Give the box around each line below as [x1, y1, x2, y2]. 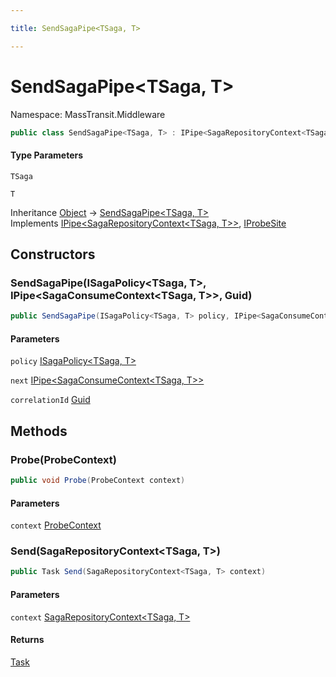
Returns [10, 634, 45, 646]
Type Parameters [10, 149, 84, 161]
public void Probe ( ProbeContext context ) [10, 476, 186, 486]
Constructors [10, 246, 96, 263]
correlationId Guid [10, 394, 91, 406]
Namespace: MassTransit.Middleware [10, 108, 166, 120]
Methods [10, 422, 68, 440]
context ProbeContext [10, 519, 102, 531]
